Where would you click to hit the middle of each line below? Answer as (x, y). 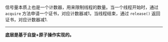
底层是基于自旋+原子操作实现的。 (39, 35)
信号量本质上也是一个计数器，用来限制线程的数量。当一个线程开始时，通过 (82, 7)
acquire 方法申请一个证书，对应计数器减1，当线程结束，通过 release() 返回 (83, 13)
